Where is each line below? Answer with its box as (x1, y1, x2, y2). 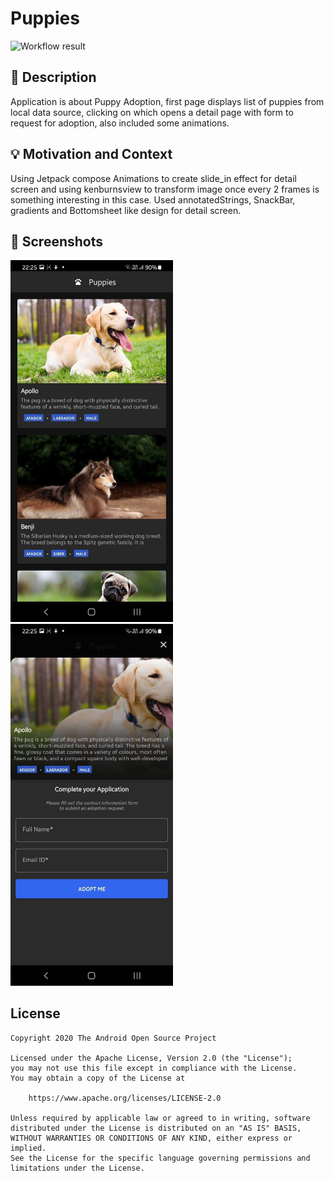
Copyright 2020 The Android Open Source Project (10, 1033, 217, 1043)
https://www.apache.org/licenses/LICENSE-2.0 (28, 1093, 222, 1103)
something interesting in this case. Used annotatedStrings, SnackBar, (10, 193, 296, 206)
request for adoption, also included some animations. (10, 117, 230, 129)
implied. (10, 1143, 47, 1153)
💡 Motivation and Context (10, 146, 173, 163)
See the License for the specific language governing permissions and (10, 1153, 311, 1163)
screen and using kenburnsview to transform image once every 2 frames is (10, 183, 320, 195)
